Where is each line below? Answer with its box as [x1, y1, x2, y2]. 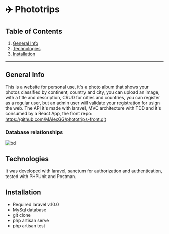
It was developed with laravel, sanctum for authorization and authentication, [5, 168, 162, 174]
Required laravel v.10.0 [12, 201, 59, 207]
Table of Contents [5, 27, 63, 35]
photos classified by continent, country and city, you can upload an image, [5, 89, 160, 95]
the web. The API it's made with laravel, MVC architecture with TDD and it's [5, 105, 162, 111]
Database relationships [5, 129, 63, 136]
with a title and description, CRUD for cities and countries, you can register [5, 94, 160, 100]
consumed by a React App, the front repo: [5, 110, 92, 116]
